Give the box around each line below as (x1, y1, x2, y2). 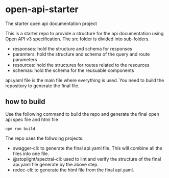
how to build (5, 97, 45, 106)
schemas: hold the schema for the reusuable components (12, 67, 134, 73)
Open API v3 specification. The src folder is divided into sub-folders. (5, 36, 150, 42)
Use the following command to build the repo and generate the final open (5, 111, 160, 117)
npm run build (5, 126, 36, 131)
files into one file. (12, 150, 50, 157)
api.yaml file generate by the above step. (12, 161, 99, 167)
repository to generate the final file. (5, 83, 80, 89)
